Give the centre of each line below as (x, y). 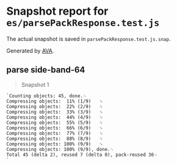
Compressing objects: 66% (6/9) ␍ (55, 128)
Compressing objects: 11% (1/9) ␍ (55, 101)
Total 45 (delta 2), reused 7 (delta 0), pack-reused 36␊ (82, 155)
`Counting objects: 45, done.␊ (46, 96)
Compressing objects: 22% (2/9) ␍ (55, 106)
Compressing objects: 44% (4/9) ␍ (55, 117)
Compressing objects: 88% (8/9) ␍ (55, 139)
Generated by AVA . (30, 51)
